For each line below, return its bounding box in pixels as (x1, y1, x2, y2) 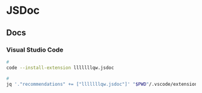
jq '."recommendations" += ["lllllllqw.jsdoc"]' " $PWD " (6, 81, 149, 87)
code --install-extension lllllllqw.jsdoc (6, 64, 114, 71)
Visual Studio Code (6, 46, 64, 54)
